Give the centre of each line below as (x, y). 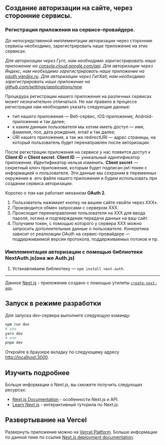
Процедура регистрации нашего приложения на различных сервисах (79, 96)
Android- (144, 116)
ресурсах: (16, 390)
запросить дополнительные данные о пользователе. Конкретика (80, 228)
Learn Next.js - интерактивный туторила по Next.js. (66, 404)
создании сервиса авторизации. (39, 183)
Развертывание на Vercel (46, 420)
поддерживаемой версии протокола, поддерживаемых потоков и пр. (85, 239)
